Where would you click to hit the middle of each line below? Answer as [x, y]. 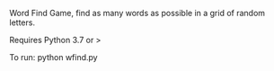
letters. [22, 22]
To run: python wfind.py [53, 57]
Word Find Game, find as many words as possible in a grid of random [137, 13]
